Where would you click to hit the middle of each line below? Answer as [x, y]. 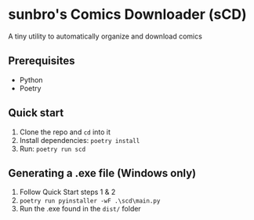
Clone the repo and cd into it [65, 132]
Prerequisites [42, 61]
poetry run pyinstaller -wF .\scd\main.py [90, 201]
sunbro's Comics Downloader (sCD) [127, 15]
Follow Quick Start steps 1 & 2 [67, 192]
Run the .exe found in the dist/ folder [80, 209]
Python [31, 79]
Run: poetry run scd [53, 148]
